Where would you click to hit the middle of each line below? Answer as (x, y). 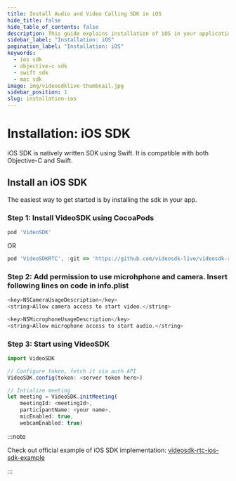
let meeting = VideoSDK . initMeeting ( (63, 397)
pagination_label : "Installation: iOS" (66, 46)
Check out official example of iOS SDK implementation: (87, 450)
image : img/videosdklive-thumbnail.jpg (66, 86)
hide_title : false (34, 20)
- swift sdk (31, 72)
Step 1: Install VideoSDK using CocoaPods (81, 217)
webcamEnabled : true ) (51, 423)
